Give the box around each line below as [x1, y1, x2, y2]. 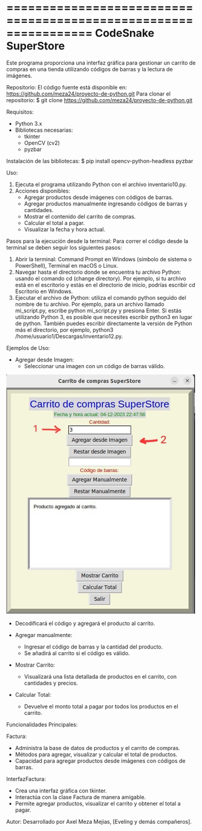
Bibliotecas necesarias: [15, 126, 73, 134]
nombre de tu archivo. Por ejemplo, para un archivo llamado [15, 300, 165, 308]
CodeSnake [94, 27, 155, 40]
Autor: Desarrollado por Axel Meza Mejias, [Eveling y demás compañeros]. [6, 818, 192, 825]
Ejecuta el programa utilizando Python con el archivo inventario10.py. [15, 181, 187, 188]
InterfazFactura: [6, 775, 47, 783]
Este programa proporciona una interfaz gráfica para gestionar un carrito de [6, 59, 196, 66]
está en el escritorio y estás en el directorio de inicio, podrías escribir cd [15, 281, 195, 288]
